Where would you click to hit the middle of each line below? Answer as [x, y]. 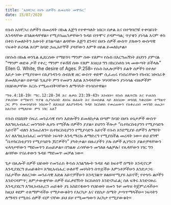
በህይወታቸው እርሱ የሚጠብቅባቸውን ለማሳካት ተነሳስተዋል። [56, 85]
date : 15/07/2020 [24, 15]
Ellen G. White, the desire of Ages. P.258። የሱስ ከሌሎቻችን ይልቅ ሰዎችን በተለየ [81, 68]
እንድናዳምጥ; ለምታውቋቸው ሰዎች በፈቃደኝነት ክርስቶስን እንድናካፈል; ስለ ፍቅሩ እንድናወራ [81, 180]
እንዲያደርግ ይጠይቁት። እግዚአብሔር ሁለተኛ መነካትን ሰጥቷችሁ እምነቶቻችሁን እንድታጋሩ [79, 169]
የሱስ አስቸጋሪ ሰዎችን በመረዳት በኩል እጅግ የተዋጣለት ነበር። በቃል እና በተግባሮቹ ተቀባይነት [81, 29]
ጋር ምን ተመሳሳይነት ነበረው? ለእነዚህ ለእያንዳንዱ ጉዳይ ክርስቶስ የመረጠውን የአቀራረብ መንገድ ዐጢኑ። [85, 104]
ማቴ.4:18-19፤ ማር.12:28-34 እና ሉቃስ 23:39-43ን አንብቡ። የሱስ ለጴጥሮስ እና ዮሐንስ [81, 95]
